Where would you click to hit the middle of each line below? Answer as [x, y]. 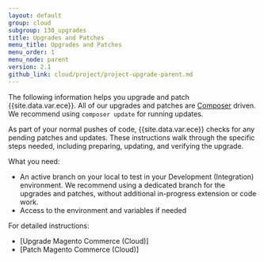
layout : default [35, 15]
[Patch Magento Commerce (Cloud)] [79, 249]
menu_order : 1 [32, 52]
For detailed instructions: [49, 226]
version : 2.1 [30, 67]
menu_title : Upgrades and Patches [65, 45]
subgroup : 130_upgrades [48, 30]
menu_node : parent [38, 60]
